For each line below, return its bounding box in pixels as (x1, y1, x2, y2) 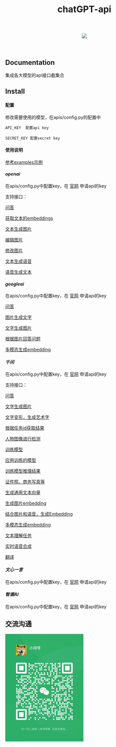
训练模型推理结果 (5, 468, 41, 474)
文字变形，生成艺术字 (5, 414, 49, 421)
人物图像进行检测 (5, 436, 41, 442)
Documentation (5, 58, 55, 67)
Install (5, 87, 25, 96)
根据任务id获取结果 (5, 425, 44, 431)
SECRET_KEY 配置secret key (5, 136, 60, 141)
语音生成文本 (5, 269, 32, 275)
